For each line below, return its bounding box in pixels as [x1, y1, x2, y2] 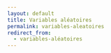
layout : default [7, 10, 54, 17]
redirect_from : [7, 29, 52, 36]
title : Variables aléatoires [7, 17, 92, 23]
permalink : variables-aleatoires [7, 23, 105, 30]
